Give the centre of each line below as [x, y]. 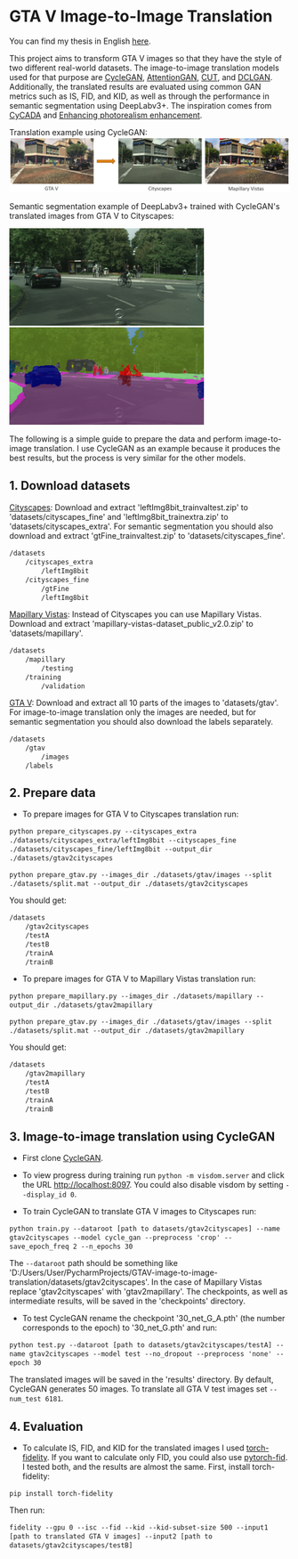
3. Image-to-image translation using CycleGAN [142, 1137]
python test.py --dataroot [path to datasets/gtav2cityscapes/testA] [141, 1345]
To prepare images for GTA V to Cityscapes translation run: [130, 814]
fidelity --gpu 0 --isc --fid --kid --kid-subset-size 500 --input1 [139, 1528]
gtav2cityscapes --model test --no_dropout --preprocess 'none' [151, 1354]
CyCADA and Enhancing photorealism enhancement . [106, 115]
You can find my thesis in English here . [80, 41]
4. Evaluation [46, 1426]
